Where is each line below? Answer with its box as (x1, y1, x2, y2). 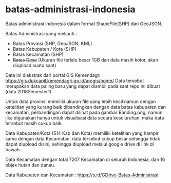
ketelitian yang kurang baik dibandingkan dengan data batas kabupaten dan (5, 104, 166, 110)
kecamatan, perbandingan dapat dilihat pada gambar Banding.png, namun (5, 109, 163, 115)
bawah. (5, 146, 22, 152)
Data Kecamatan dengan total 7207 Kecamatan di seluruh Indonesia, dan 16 (5, 156, 165, 162)
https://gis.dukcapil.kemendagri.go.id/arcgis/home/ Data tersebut (5, 77, 144, 84)
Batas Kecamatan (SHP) (12, 51, 64, 57)
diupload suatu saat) (12, 62, 56, 68)
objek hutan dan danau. (5, 161, 55, 168)
